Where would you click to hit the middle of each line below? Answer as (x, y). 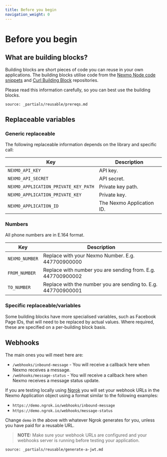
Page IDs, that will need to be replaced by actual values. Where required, (80, 322)
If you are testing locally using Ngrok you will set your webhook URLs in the (83, 390)
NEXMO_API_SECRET (28, 179)
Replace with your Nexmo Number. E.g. (89, 256)
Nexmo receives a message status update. (56, 380)
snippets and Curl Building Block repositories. (52, 80)
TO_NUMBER (19, 288)
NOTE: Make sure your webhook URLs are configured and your (82, 435)
